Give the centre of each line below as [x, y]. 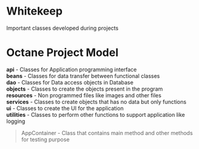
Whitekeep [34, 11]
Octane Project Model [62, 53]
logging [16, 121]
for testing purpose [45, 139]
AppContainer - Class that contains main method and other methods [107, 133]
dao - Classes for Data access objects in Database [70, 82]
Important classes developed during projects [62, 28]
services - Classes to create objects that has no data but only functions [96, 102]
